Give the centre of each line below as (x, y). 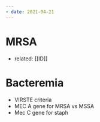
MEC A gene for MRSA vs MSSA (54, 106)
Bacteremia (35, 83)
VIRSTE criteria (33, 100)
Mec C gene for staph (41, 112)
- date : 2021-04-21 (30, 12)
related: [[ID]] (31, 59)
